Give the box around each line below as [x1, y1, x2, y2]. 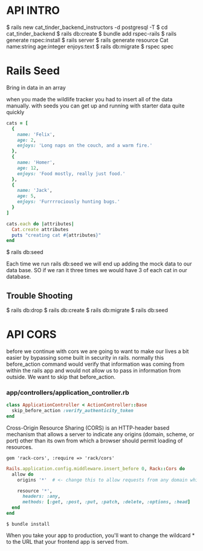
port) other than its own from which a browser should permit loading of [6, 437, 183, 444]
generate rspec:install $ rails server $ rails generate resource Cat [6, 36, 169, 43]
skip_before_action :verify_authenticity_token [11, 408, 134, 414]
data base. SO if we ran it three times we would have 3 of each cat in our [6, 267, 187, 274]
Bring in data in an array [6, 84, 66, 91]
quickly [6, 108, 25, 115]
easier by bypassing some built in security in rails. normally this [6, 354, 164, 361]
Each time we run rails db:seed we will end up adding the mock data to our [6, 260, 192, 267]
